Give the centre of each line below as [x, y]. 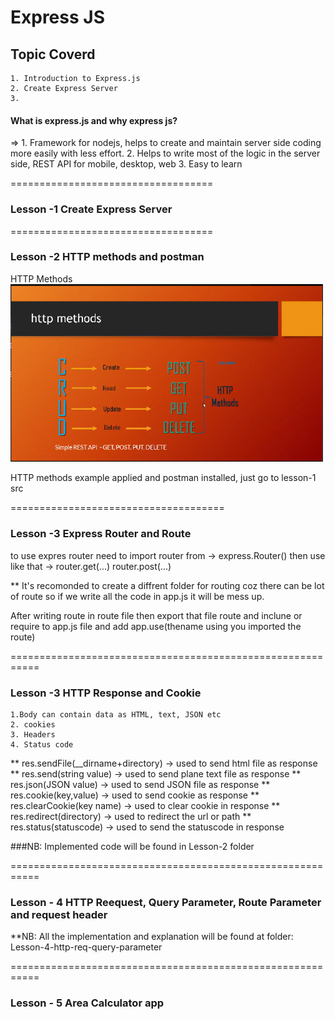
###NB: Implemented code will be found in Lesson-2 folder [132, 846]
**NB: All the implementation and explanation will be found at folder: [152, 937]
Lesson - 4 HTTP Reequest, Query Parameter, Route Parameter [166, 902]
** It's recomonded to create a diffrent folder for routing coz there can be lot [167, 585]
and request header [59, 914]
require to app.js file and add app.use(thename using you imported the [156, 626]
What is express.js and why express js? [94, 120]
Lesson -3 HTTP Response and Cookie [106, 693]
